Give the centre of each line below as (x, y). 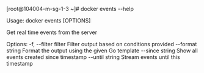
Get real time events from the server (52, 32)
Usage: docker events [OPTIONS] (49, 20)
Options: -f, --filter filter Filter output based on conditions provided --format (102, 44)
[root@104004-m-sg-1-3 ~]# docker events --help (70, 9)
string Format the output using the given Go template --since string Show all (102, 50)
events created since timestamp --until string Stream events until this (93, 57)
